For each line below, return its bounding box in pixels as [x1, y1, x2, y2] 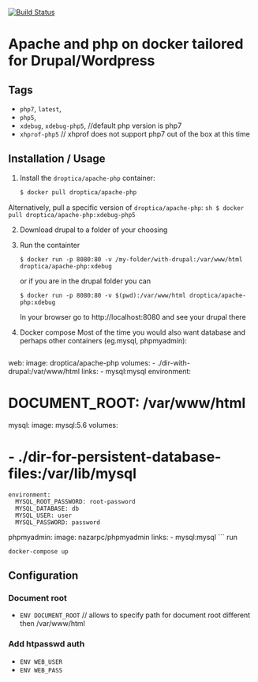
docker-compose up [8, 547, 69, 556]
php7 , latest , [19, 104, 62, 114]
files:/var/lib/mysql [8, 464, 136, 482]
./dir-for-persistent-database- [17, 448, 222, 466]
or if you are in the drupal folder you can [19, 276, 151, 286]
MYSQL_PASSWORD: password [15, 518, 101, 526]
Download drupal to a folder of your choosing [19, 225, 168, 234]
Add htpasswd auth [8, 639, 85, 650]
